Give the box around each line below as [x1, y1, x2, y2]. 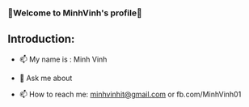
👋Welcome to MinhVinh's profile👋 [7, 7, 142, 19]
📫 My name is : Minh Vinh [19, 54, 108, 64]
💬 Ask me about [19, 73, 73, 83]
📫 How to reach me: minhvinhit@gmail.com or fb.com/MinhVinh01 [19, 89, 242, 99]
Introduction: [7, 32, 75, 46]
